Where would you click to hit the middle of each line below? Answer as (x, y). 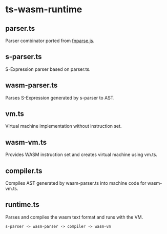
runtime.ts (23, 204)
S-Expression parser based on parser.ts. (48, 69)
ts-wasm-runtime (44, 9)
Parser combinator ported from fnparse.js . (50, 41)
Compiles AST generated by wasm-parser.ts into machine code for (76, 183)
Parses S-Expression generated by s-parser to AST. (60, 98)
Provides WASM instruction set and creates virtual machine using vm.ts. (81, 154)
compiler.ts (24, 171)
